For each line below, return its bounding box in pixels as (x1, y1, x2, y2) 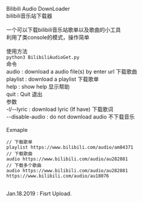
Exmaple (6, 126, 28, 133)
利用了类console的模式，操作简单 (6, 34, 90, 41)
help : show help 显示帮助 (6, 83, 70, 90)
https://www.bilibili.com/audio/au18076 (6, 173, 110, 179)
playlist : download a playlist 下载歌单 (6, 75, 99, 83)
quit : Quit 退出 (6, 90, 43, 98)
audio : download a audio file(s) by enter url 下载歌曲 (6, 68, 138, 75)
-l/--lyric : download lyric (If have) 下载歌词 (6, 105, 113, 113)
